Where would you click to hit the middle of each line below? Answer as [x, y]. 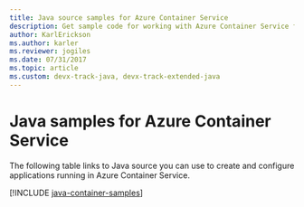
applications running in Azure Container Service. [100, 175]
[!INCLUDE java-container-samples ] [76, 193]
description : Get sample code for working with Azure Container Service [149, 26]
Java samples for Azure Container [140, 121]
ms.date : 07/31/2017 [48, 60]
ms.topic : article [44, 69]
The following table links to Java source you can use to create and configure [152, 165]
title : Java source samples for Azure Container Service [119, 18]
